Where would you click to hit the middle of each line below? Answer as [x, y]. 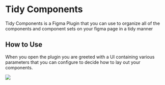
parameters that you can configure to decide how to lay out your [73, 62]
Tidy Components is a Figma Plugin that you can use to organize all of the [83, 23]
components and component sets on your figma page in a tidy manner [79, 28]
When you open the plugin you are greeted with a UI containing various [80, 57]
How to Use [24, 45]
